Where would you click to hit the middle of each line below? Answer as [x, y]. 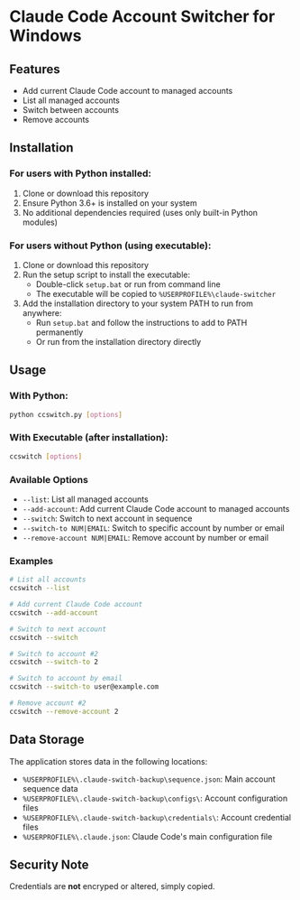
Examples [32, 561]
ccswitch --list [40, 589]
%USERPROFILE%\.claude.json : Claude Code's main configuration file [147, 836]
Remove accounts [56, 120]
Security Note [49, 865]
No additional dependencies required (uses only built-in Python [140, 212]
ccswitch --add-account [54, 612]
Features [35, 69]
